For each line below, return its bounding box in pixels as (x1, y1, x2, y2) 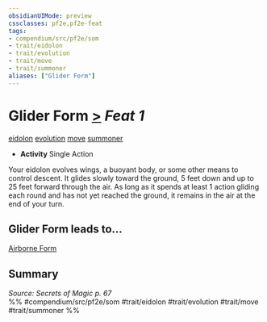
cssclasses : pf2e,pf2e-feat (8, 19, 103, 27)
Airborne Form (8, 244, 57, 253)
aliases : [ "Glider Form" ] (8, 72, 95, 80)
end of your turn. (8, 199, 65, 208)
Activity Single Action (19, 148, 94, 158)
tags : (8, 27, 27, 35)
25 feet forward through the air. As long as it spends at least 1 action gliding (8, 182, 260, 191)
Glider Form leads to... (8, 222, 123, 236)
